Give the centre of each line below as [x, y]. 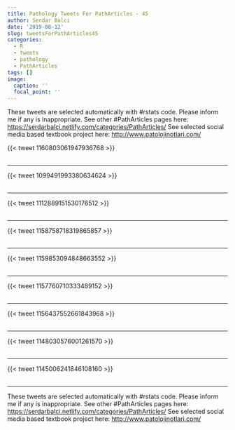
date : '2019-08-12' [36, 27]
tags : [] [20, 72]
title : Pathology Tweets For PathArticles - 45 [78, 14]
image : [17, 79]
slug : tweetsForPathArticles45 [53, 33]
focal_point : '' [37, 92]
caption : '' [31, 86]
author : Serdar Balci [39, 20]
